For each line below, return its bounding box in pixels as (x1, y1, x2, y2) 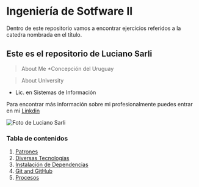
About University (21, 76, 64, 84)
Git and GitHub (15, 167, 53, 175)
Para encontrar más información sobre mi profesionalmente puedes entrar (6, 100, 194, 108)
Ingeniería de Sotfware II (6, 4, 133, 18)
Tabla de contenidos (6, 134, 68, 142)
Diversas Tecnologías (15, 155, 70, 162)
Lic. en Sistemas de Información (15, 89, 96, 96)
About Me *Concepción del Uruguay (21, 65, 114, 72)
